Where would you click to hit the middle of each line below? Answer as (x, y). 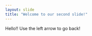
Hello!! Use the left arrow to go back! (43, 28)
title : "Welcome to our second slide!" (46, 14)
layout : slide (20, 10)
